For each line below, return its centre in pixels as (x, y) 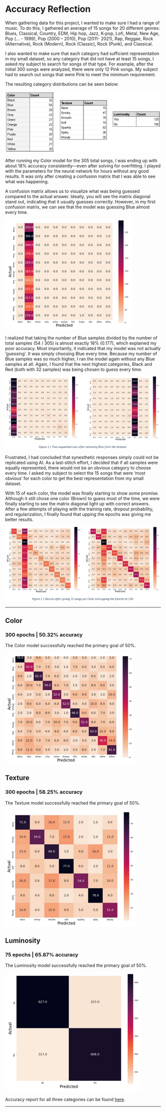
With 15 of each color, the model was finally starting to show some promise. (82, 493)
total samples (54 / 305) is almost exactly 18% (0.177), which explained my (81, 343)
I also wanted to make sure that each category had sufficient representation (82, 53)
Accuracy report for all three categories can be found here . (65, 1100)
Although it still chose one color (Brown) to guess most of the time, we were (82, 498)
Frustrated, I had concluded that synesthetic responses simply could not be (82, 457)
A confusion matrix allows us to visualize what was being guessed (72, 191)
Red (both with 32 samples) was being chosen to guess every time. (74, 369)
